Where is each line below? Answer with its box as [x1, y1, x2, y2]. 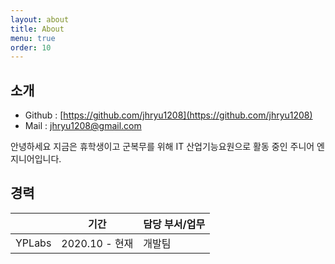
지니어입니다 [10, 153, 60, 165]
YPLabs [15, 236, 52, 250]
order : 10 [10, 42, 52, 53]
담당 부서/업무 [143, 217, 206, 231]
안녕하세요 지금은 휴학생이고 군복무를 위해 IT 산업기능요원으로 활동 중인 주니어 [10, 141, 315, 153]
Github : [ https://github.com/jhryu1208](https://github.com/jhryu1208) [24, 109, 313, 121]
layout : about [10, 14, 70, 25]
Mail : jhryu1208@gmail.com [24, 120, 142, 132]
